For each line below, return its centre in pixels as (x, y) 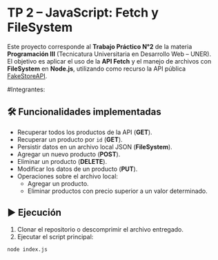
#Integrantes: (26, 89)
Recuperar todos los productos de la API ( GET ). (85, 132)
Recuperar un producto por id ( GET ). (70, 139)
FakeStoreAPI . (27, 76)
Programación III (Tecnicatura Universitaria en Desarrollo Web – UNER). (109, 54)
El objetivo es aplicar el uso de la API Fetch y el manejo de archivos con (109, 61)
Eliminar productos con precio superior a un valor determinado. (118, 191)
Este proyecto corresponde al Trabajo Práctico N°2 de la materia (100, 46)
